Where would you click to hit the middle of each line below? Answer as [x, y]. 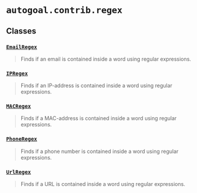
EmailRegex [22, 47]
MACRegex [19, 107]
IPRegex [17, 73]
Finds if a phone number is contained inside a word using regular [99, 151]
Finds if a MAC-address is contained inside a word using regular [98, 118]
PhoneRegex [22, 139]
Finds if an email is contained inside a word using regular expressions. [106, 59]
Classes [21, 31]
